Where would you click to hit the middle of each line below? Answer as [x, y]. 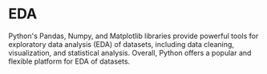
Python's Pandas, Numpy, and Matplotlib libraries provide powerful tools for [133, 36]
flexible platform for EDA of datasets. [69, 61]
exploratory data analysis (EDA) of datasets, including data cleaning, [121, 44]
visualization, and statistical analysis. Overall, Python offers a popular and [130, 53]
